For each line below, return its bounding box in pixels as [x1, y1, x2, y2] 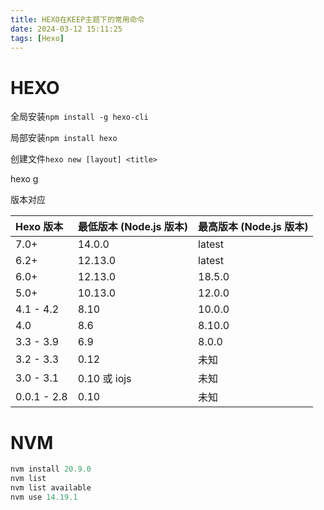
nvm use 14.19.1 [10, 492, 78, 502]
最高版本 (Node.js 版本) [198, 220, 309, 234]
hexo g [10, 173, 39, 185]
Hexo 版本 [15, 220, 64, 234]
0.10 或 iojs [77, 372, 132, 386]
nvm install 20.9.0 [10, 464, 92, 475]
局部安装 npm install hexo [10, 132, 118, 144]
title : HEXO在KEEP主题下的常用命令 [10, 14, 145, 25]
